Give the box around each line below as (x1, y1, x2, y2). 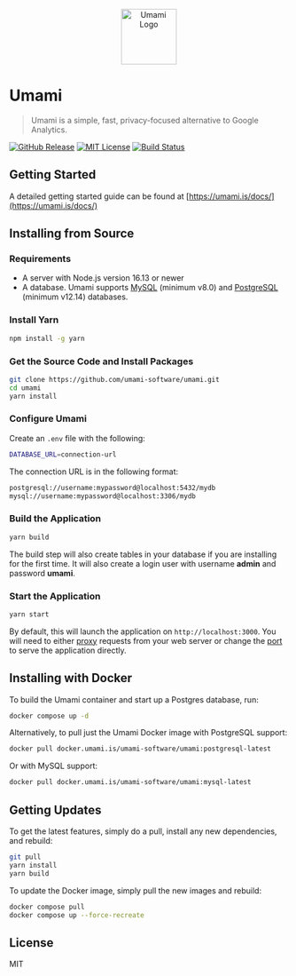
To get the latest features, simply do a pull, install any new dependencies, (9, 826, 277, 837)
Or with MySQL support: (9, 760, 97, 772)
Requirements (9, 253, 72, 266)
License (9, 935, 54, 950)
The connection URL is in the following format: (9, 466, 179, 477)
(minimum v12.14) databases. (21, 291, 129, 302)
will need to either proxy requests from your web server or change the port (9, 635, 283, 646)
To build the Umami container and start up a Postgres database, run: (9, 694, 259, 705)
